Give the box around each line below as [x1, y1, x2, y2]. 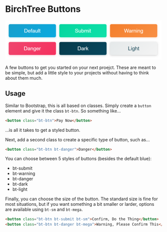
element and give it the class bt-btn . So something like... [5, 108, 121, 114]
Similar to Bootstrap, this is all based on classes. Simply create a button [5, 103, 152, 109]
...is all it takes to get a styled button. [5, 127, 81, 133]
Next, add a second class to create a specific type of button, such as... [5, 136, 150, 142]
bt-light [12, 186, 28, 192]
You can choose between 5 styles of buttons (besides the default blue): [5, 156, 152, 162]
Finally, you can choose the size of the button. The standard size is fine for [5, 196, 158, 202]
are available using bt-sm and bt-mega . [5, 207, 83, 213]
